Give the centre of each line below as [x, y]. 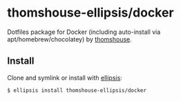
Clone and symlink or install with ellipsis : [65, 77]
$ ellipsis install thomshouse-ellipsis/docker [77, 90]
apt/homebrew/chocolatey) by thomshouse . [70, 39]
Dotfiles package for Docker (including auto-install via [84, 32]
